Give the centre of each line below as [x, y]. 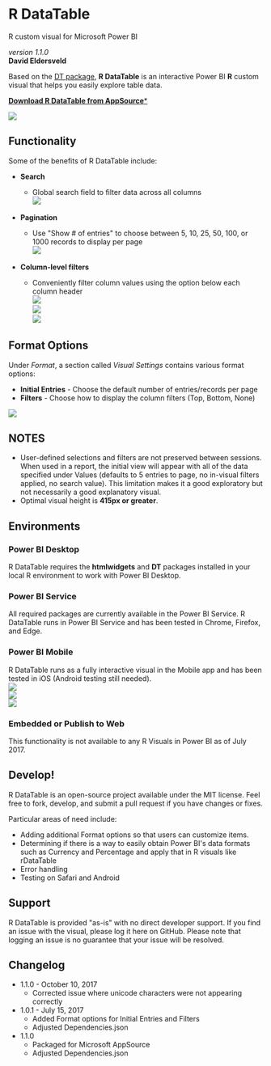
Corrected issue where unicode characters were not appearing [137, 993]
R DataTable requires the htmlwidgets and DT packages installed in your [129, 567]
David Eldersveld [38, 61]
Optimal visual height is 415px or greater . [89, 501]
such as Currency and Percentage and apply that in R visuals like [128, 852]
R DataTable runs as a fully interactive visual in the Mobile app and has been [135, 670]
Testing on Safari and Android [70, 878]
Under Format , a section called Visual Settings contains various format [126, 365]
